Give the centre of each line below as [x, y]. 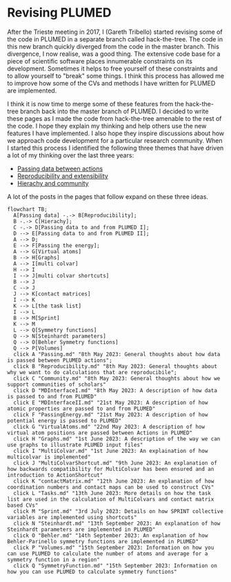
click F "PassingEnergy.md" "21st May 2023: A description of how [111, 415]
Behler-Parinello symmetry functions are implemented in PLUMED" [103, 541]
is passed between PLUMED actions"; [60, 360]
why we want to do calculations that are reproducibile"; [92, 372]
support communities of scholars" [57, 385]
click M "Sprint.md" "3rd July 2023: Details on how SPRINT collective [119, 511]
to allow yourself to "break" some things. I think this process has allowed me [116, 76]
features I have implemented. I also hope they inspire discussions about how [116, 133]
